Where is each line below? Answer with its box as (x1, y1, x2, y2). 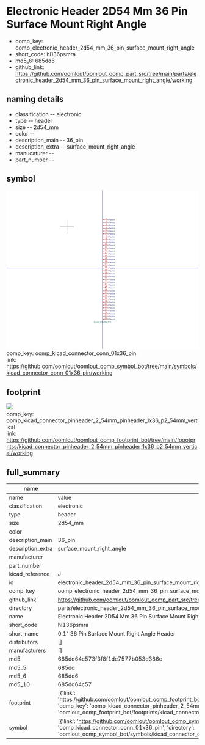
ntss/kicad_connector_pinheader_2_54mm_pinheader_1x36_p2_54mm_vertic (6, 443, 198, 450)
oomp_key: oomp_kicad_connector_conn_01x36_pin (6, 350, 137, 357)
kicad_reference (9, 570, 50, 578)
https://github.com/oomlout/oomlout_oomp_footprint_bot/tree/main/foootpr (6, 436, 196, 444)
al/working (6, 449, 34, 457)
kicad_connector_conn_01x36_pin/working (6, 369, 113, 376)
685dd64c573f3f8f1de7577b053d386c (57, 655, 163, 662)
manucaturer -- (15, 149, 54, 156)
